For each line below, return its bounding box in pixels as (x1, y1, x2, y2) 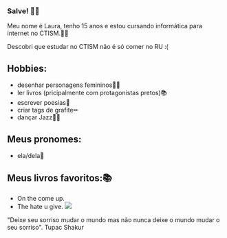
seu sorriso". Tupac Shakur (7, 223, 84, 231)
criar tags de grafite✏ (17, 106, 79, 115)
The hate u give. (17, 202, 63, 210)
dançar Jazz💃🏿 (17, 113, 61, 121)
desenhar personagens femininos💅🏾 (17, 81, 120, 89)
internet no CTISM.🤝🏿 (7, 29, 69, 37)
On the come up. (17, 194, 65, 202)
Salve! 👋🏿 (7, 6, 40, 16)
